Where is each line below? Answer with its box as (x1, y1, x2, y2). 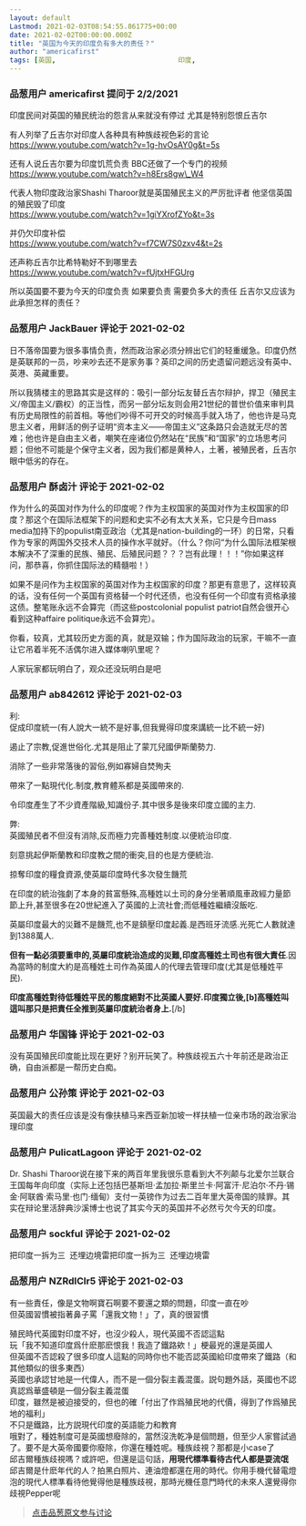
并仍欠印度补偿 (9, 228, 66, 239)
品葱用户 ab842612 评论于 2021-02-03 (9, 688, 182, 701)
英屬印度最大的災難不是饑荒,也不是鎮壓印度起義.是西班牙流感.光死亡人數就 (9, 919, 289, 930)
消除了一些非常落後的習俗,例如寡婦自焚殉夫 (9, 761, 172, 772)
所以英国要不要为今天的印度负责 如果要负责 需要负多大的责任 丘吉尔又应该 (9, 286, 288, 297)
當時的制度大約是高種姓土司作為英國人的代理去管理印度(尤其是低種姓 (16, 961, 276, 972)
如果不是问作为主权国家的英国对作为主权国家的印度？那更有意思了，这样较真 (9, 579, 297, 589)
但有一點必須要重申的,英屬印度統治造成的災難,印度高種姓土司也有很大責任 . (9, 949, 289, 961)
